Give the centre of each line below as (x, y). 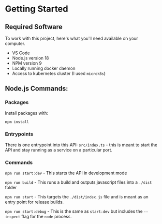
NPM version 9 (27, 63)
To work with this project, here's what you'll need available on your (72, 38)
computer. (15, 44)
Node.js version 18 (30, 58)
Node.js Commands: (37, 89)
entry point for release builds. (34, 202)
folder (11, 188)
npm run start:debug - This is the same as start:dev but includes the (74, 211)
